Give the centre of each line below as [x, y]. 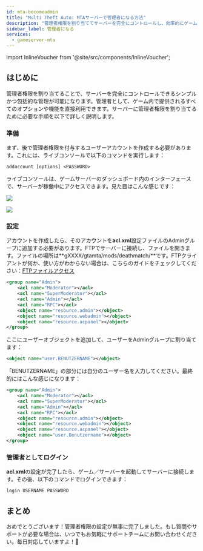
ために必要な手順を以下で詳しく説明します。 [62, 116]
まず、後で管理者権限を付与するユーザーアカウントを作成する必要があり [96, 148]
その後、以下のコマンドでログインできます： [72, 480]
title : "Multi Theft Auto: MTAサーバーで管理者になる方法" [76, 18]
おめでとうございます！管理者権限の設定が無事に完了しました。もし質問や [99, 527]
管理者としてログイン [37, 457]
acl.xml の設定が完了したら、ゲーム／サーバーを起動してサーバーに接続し [98, 472]
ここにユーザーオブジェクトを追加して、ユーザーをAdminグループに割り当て [101, 340]
